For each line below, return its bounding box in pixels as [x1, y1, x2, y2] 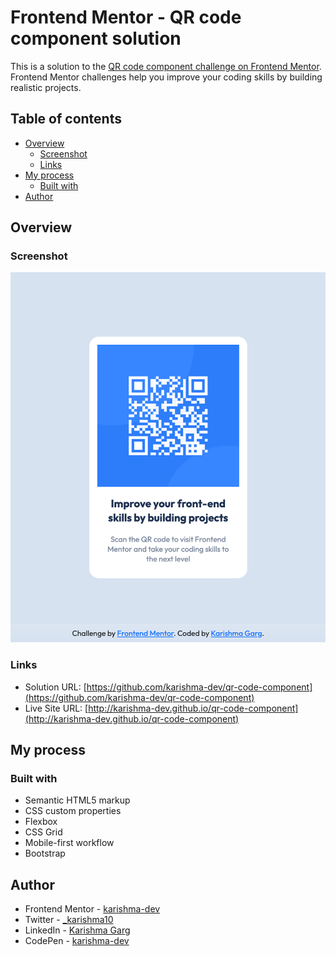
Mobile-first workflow [24, 837, 115, 849]
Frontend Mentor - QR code [10, 6, 242, 29]
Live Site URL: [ [24, 702, 89, 714]
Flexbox [24, 816, 58, 828]
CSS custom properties [24, 805, 122, 817]
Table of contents [10, 111, 122, 128]
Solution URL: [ [24, 681, 87, 693]
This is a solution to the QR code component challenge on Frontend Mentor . [10, 60, 322, 72]
